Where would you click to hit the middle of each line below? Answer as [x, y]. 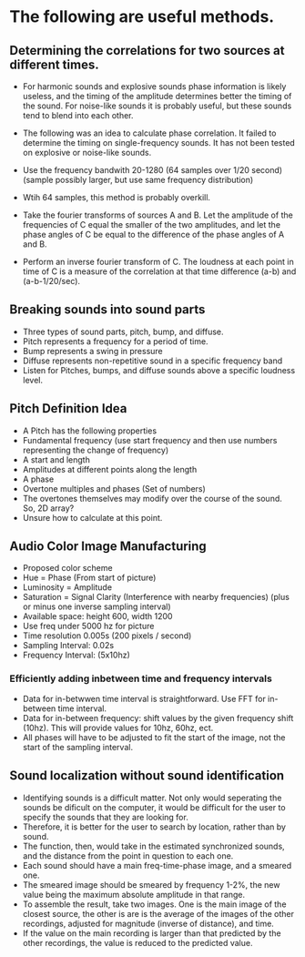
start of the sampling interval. [78, 747]
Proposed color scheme [67, 568]
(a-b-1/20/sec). [51, 281]
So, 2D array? [48, 508]
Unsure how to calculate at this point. [92, 517]
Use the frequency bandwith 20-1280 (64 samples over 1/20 [136, 170]
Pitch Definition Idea [68, 408]
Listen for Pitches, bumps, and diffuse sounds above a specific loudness [159, 370]
